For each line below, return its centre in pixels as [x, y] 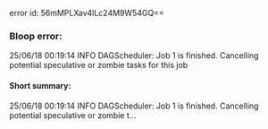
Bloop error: [36, 36]
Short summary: [40, 85]
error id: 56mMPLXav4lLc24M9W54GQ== [87, 13]
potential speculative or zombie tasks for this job [99, 65]
